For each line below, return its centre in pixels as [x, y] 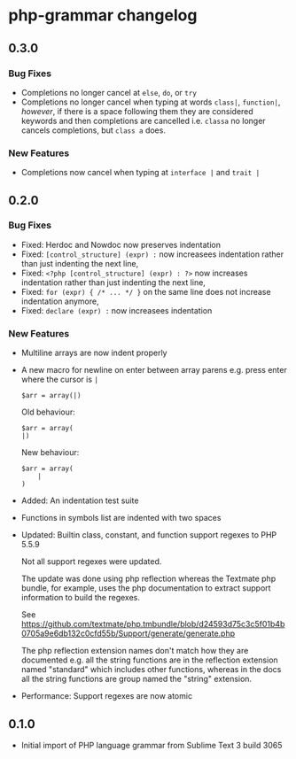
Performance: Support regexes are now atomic [106, 696]
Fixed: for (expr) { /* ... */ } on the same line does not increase [146, 291]
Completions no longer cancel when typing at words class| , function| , [151, 102]
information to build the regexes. [81, 598]
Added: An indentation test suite [80, 500]
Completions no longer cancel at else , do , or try [109, 92]
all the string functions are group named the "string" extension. [136, 679]
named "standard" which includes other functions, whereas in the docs [151, 670]
